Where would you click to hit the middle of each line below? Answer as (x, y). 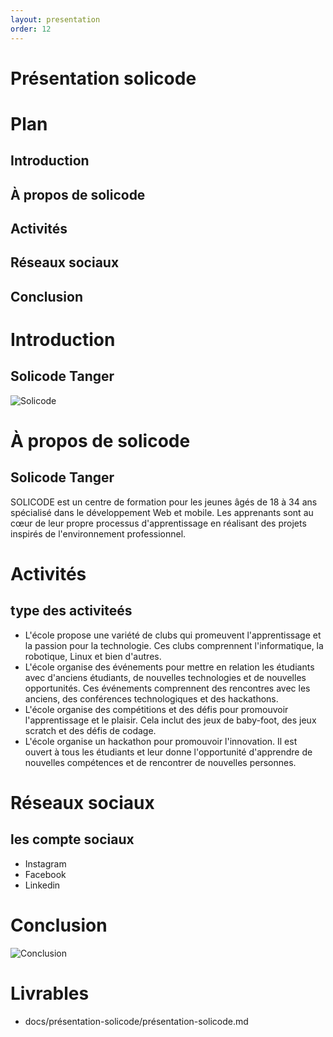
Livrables (50, 993)
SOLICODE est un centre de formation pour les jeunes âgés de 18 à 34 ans (164, 502)
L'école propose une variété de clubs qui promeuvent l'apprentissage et (173, 635)
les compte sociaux (72, 839)
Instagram (45, 863)
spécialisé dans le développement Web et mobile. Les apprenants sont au (162, 512)
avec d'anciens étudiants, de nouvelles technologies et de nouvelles (165, 677)
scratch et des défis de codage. (90, 730)
